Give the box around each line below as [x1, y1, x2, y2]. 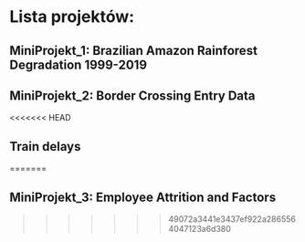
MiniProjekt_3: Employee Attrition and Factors [9, 189, 277, 205]
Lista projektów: [9, 6, 135, 27]
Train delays [9, 139, 81, 154]
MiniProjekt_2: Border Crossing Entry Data [9, 88, 256, 103]
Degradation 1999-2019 [9, 57, 148, 72]
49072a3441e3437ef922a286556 [168, 214, 297, 225]
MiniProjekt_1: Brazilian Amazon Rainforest [9, 43, 258, 58]
